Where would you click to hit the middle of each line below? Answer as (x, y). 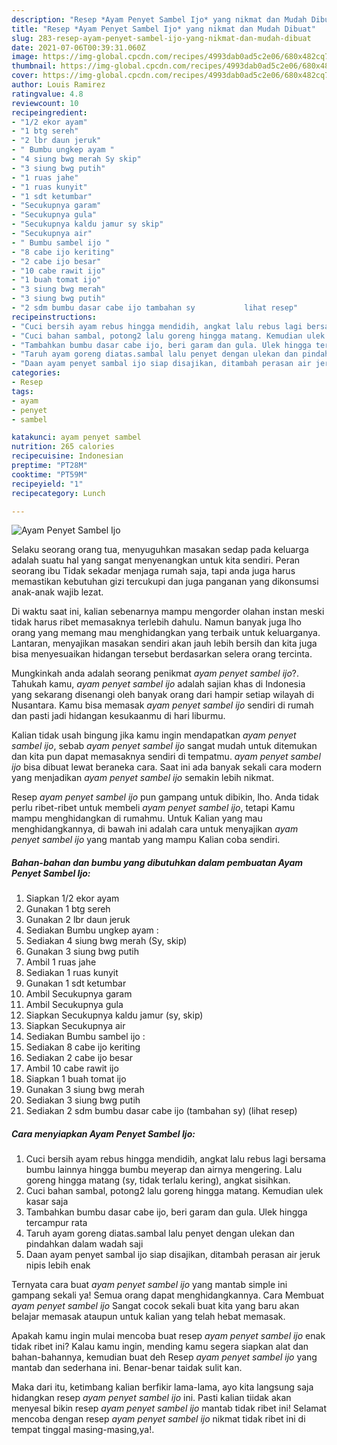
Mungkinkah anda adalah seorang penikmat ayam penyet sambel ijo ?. (155, 673)
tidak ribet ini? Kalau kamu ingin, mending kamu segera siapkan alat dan (160, 1347)
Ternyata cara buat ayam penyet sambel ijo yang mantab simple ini (149, 1285)
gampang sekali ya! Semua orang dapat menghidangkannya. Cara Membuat (168, 1295)
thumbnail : (34, 66)
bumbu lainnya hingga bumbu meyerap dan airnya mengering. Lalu (164, 1170)
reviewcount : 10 (45, 103)
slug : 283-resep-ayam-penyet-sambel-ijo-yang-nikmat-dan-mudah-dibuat (161, 38)
